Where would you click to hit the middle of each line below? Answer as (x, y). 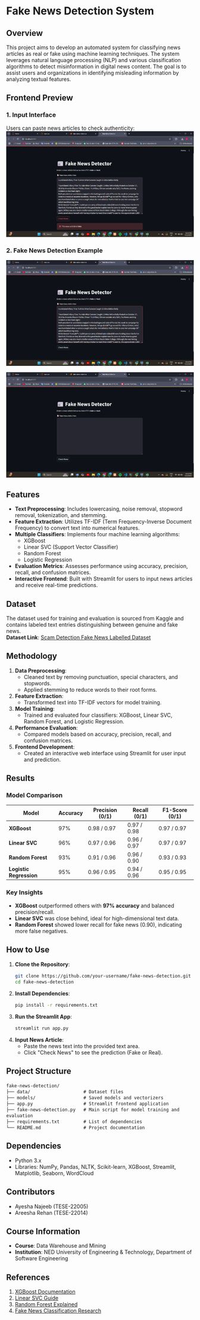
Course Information (43, 1231)
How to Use (28, 950)
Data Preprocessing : (40, 670)
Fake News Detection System (80, 11)
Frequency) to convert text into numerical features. (77, 528)
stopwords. (37, 683)
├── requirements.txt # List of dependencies (74, 1122)
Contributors (31, 1192)
